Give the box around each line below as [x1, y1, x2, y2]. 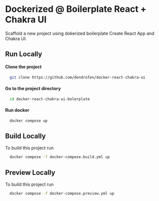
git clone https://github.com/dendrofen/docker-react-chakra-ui [9, 75, 146, 80]
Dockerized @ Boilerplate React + [5, 3, 147, 15]
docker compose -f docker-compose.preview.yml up [9, 191, 114, 196]
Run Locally [5, 50, 42, 58]
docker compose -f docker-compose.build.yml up [9, 154, 110, 159]
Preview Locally [5, 168, 56, 177]
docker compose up [9, 118, 48, 123]
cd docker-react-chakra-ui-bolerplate [9, 97, 90, 101]
